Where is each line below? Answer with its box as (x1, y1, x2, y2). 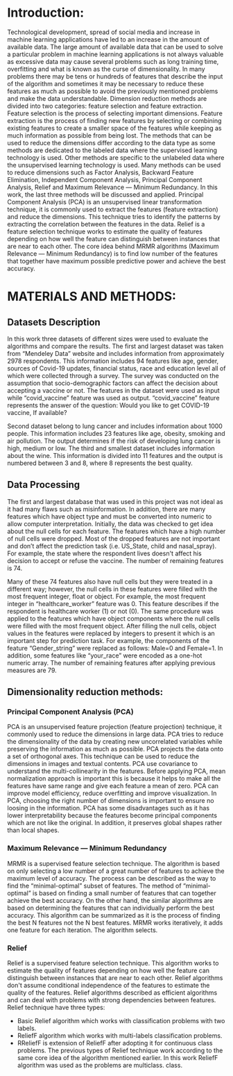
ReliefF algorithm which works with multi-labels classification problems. (17, 1032, 223, 1040)
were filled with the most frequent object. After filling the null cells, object (7, 621, 217, 630)
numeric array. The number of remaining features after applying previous (7, 658, 216, 667)
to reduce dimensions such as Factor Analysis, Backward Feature (7, 168, 194, 177)
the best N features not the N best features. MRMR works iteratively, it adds (7, 918, 223, 927)
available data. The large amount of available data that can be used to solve (7, 42, 223, 51)
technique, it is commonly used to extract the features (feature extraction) (7, 205, 218, 213)
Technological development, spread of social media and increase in (7, 28, 200, 36)
